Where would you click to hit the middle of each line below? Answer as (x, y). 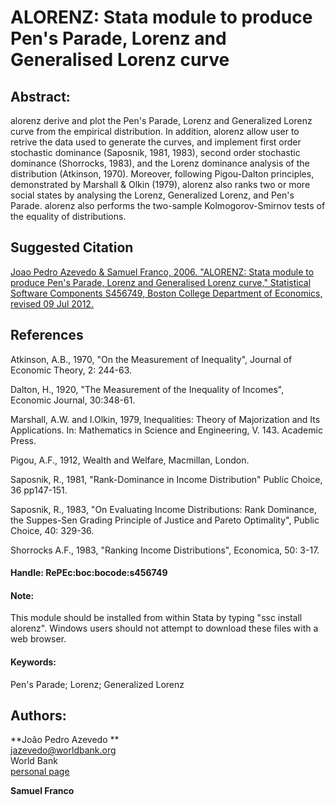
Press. (23, 440)
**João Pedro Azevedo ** (65, 740)
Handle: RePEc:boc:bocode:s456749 (89, 573)
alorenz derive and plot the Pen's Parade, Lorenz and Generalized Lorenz (161, 120)
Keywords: (33, 662)
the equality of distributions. (68, 216)
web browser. (38, 639)
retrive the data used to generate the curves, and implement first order (156, 142)
